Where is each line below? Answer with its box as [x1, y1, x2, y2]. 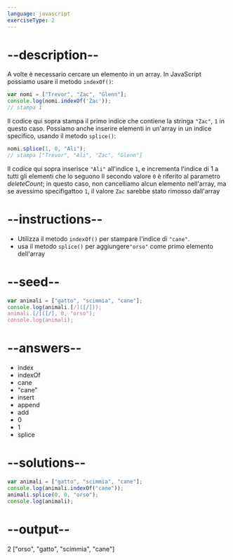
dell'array [17, 250, 46, 258]
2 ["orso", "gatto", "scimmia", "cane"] [7, 545, 115, 553]
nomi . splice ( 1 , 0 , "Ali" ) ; [7, 145, 86, 153]
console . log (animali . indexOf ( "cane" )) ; [7, 484, 124, 491]
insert [17, 393, 35, 402]
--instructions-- [7, 212, 103, 227]
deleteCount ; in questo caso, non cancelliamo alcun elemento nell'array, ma [7, 179, 227, 188]
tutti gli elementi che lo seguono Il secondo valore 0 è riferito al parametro [7, 172, 221, 180]
